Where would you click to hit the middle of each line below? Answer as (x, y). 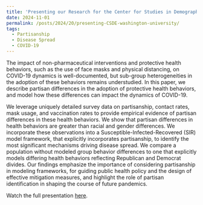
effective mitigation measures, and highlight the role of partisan (85, 177)
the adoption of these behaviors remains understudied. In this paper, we (96, 82)
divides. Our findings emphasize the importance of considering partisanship (101, 164)
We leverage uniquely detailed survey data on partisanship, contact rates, (98, 106)
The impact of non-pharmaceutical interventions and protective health (94, 63)
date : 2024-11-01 (28, 18)
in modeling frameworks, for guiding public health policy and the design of (99, 171)
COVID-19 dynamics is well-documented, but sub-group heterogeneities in (99, 76)
